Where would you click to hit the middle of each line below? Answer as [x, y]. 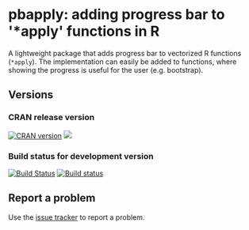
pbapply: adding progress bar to [117, 15]
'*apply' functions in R [84, 31]
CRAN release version [52, 118]
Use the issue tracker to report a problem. [77, 217]
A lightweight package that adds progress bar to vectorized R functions [125, 53]
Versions [31, 95]
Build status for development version [81, 156]
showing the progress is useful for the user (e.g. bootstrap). [106, 70]
